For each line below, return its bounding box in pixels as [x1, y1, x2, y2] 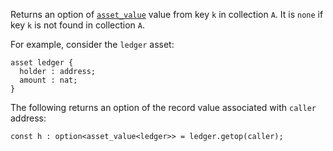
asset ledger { [10, 58, 74, 68]
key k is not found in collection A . [10, 19, 146, 31]
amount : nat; [19, 75, 78, 85]
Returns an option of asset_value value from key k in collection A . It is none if [10, 9, 324, 20]
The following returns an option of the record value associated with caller [10, 102, 317, 113]
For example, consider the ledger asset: [10, 39, 175, 50]
